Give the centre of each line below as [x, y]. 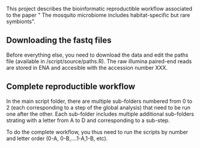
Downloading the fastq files [59, 41]
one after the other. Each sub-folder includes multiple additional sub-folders [100, 114]
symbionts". [21, 21]
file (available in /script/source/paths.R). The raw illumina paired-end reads [99, 61]
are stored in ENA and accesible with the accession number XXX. [87, 67]
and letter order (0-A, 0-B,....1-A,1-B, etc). [57, 138]
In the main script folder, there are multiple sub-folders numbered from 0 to [99, 101]
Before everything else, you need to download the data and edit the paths [97, 55]
